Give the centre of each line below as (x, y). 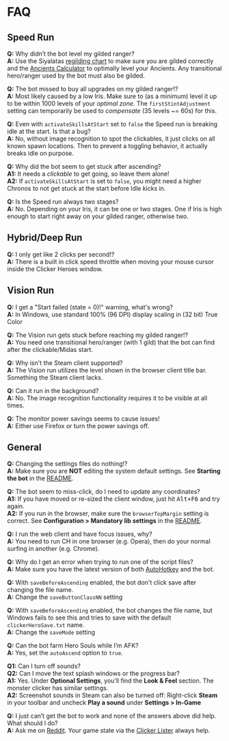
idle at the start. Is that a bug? (49, 131)
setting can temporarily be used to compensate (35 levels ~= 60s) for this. (112, 111)
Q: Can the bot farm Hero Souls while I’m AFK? (73, 646)
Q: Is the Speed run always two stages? (63, 202)
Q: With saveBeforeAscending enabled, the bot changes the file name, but (110, 611)
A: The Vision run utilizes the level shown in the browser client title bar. (107, 370)
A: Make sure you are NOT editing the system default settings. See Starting (114, 471)
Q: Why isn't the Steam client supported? (65, 363)
